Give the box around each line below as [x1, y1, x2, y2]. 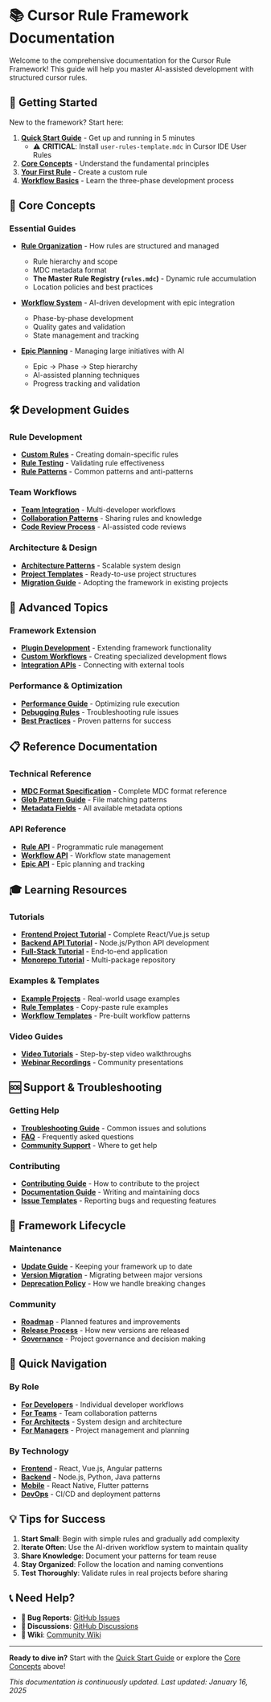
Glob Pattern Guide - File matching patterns [20, 795, 167, 805]
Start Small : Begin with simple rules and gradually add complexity [20, 1533, 240, 1544]
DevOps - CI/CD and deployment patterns [20, 1489, 161, 1499]
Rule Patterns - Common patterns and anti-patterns [20, 467, 194, 477]
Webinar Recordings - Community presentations [20, 1057, 184, 1067]
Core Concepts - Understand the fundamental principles [20, 158, 210, 168]
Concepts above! [9, 1661, 66, 1671]
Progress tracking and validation [32, 379, 141, 388]
